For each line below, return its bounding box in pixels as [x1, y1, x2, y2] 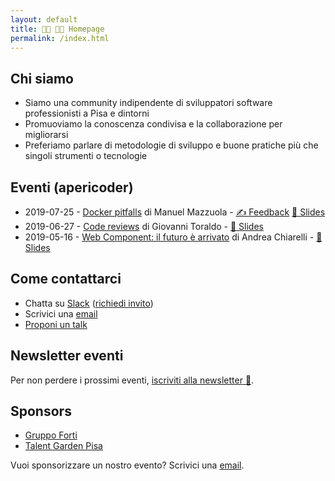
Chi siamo [10, 70, 74, 87]
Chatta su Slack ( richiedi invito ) [24, 297, 154, 309]
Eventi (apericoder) [10, 179, 134, 196]
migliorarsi [24, 129, 69, 141]
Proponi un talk [24, 318, 88, 330]
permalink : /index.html [10, 33, 110, 43]
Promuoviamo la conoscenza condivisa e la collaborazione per [24, 118, 283, 130]
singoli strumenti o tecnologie [24, 150, 148, 162]
